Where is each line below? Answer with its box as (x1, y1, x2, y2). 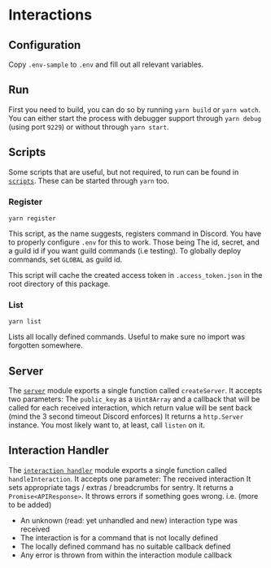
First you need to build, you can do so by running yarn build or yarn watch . (8, 104, 261, 115)
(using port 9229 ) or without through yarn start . (8, 122, 169, 132)
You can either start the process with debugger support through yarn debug (8, 113, 262, 123)
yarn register (8, 214, 57, 223)
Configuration (8, 38, 81, 52)
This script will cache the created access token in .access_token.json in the (8, 270, 263, 280)
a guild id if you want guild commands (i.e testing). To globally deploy (8, 245, 242, 255)
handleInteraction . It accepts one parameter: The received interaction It (8, 474, 251, 483)
